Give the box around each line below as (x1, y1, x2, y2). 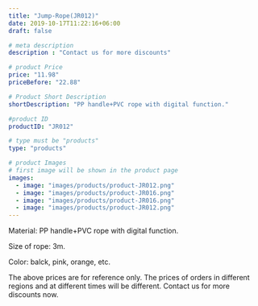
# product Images (8, 159, 67, 167)
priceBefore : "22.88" (8, 78, 81, 86)
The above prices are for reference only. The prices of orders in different (8, 273, 250, 283)
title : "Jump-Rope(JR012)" (8, 11, 99, 20)
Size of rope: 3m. (8, 242, 66, 251)
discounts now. (8, 290, 59, 300)
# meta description (8, 41, 74, 49)
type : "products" (8, 144, 67, 153)
